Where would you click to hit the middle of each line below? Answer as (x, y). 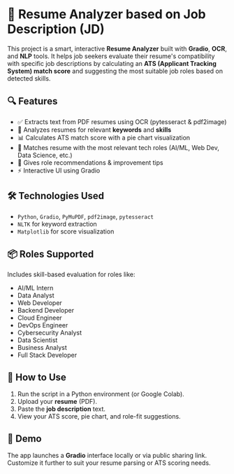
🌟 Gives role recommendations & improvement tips (90, 162)
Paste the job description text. (61, 409)
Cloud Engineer (40, 318)
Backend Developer (46, 311)
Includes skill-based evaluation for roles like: (71, 275)
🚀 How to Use (37, 377)
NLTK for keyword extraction (57, 224)
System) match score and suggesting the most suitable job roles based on (115, 71)
